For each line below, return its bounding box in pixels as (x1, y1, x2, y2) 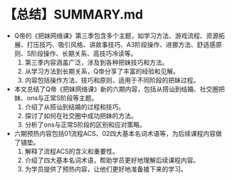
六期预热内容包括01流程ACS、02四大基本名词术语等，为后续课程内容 (14, 129, 216, 137)
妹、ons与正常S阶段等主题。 (14, 93, 98, 102)
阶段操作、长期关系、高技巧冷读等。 (31, 49, 137, 58)
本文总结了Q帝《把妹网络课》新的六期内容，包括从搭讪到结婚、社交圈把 (14, 85, 226, 93)
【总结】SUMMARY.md (4, 6, 144, 23)
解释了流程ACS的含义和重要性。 (24, 147, 119, 155)
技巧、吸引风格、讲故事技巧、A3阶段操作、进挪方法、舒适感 (38, 40, 216, 48)
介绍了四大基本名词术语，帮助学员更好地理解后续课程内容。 (24, 156, 200, 164)
